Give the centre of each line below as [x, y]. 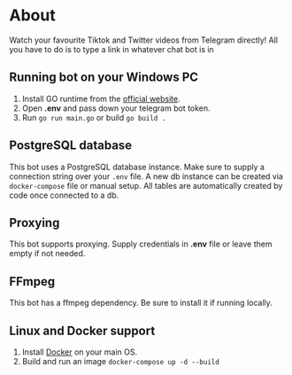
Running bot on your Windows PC [104, 78]
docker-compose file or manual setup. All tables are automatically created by [146, 185]
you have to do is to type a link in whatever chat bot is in [111, 49]
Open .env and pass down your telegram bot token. [116, 108]
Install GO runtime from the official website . [101, 98]
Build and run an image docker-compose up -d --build [120, 361]
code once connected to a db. [64, 195]
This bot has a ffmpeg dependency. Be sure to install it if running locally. [141, 303]
